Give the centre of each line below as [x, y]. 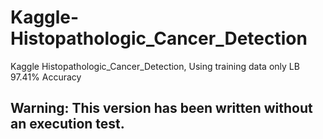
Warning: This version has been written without [161, 108]
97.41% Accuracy [46, 77]
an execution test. [67, 124]
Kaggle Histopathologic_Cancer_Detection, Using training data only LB [155, 66]
